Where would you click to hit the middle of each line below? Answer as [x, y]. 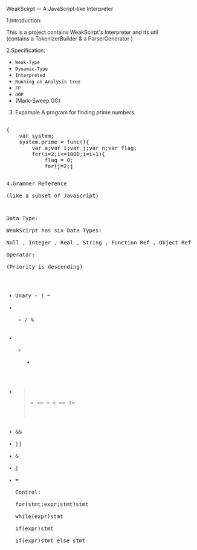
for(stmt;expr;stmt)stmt [52, 504]
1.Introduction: [24, 20]
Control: [28, 492]
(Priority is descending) [45, 267]
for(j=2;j [59, 166]
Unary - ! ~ [33, 296]
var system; [37, 136]
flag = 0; [59, 160]
